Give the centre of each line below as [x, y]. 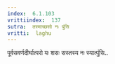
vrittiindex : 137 [34, 20]
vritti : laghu [29, 33]
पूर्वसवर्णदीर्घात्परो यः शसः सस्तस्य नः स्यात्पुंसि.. [58, 53]
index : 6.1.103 [31, 14]
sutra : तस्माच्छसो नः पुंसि [38, 26]
